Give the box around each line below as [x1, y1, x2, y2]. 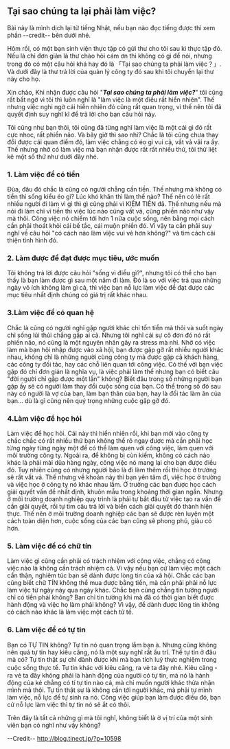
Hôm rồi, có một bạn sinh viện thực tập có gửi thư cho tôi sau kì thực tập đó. [7, 44, 222, 52]
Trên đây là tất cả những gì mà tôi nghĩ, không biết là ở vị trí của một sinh [7, 713, 213, 722]
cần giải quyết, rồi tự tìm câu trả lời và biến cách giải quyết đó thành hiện [7, 503, 213, 510]
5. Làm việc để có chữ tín [7, 541, 92, 551]
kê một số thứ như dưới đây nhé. [7, 152, 99, 161]
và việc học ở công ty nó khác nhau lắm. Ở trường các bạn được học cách [7, 481, 216, 488]
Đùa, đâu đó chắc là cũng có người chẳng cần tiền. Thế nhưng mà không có [7, 185, 222, 194]
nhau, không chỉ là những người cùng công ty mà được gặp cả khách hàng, [7, 353, 220, 361]
